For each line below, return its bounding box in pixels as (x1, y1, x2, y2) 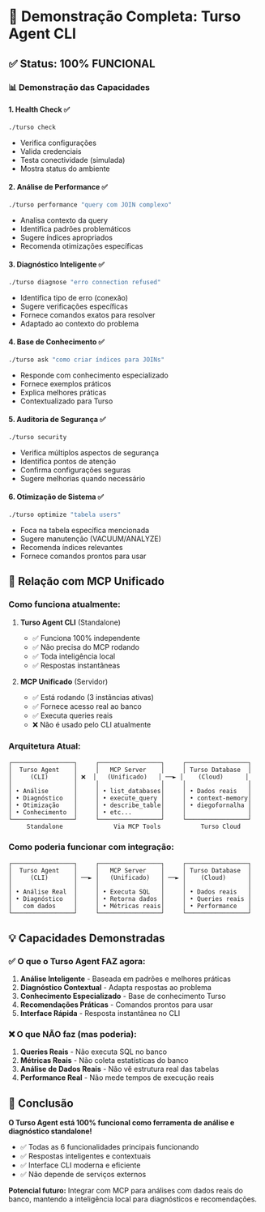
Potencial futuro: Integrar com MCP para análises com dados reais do (8, 1186, 243, 1196)
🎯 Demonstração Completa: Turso (8, 7, 241, 26)
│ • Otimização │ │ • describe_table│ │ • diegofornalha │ (8, 801, 252, 809)
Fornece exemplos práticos (19, 378, 112, 388)
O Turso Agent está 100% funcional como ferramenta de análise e (8, 1118, 235, 1128)
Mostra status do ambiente (19, 164, 110, 173)
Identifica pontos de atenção (19, 456, 117, 466)
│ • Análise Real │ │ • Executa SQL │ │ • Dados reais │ (8, 888, 252, 896)
